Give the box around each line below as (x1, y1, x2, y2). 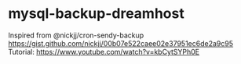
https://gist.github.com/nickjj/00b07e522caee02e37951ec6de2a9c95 (8, 38, 234, 48)
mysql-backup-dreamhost (8, 5, 184, 23)
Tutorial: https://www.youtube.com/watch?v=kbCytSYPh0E (8, 47, 200, 56)
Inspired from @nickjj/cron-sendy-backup (8, 30, 144, 40)
